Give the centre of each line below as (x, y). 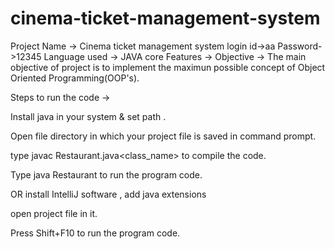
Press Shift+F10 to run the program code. (95, 233)
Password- (300, 46)
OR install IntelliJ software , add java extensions (108, 194)
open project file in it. (54, 213)
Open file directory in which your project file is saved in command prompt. (163, 136)
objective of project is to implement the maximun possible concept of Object (168, 67)
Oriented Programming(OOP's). (75, 78)
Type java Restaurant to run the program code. (106, 174)
